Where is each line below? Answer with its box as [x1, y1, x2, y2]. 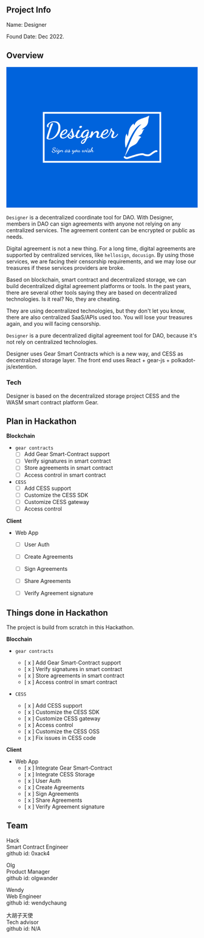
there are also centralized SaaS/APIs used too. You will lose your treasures [6, 314, 193, 321]
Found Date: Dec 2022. [6, 33, 65, 40]
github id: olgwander [6, 874, 58, 881]
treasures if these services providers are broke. [6, 264, 125, 272]
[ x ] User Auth [24, 777, 61, 784]
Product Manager [6, 867, 50, 875]
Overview [6, 50, 44, 61]
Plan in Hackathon [6, 416, 77, 426]
